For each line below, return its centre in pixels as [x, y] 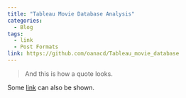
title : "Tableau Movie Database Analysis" [71, 14]
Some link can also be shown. [51, 87]
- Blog [23, 27]
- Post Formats [36, 47]
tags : [15, 34]
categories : [25, 21]
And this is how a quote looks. [69, 73]
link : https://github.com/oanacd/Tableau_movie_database [93, 54]
